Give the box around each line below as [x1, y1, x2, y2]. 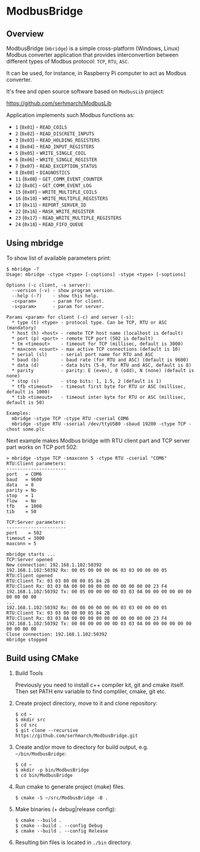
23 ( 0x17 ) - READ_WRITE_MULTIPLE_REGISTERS [15, 214, 122, 221]
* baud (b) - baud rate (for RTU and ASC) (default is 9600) [12, 357, 189, 363]
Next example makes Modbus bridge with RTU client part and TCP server [6, 437, 190, 444]
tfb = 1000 [6, 503, 43, 509]
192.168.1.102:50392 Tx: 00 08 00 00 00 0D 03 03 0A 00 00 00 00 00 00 [6, 620, 191, 626]
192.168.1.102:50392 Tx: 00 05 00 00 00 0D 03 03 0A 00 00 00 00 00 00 [6, 589, 191, 595]
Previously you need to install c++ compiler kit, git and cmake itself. [15, 681, 185, 689]
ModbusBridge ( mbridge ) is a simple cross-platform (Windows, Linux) [6, 45, 180, 52]
